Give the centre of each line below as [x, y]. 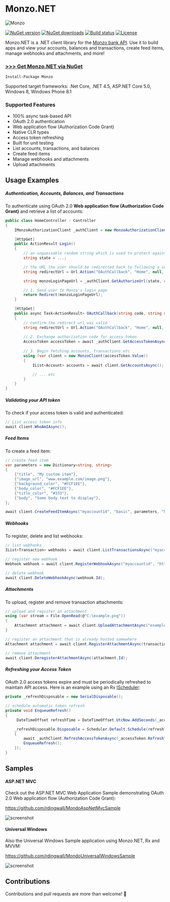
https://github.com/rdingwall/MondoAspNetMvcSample [63, 808]
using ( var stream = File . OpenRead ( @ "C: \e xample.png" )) [65, 616]
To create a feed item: [28, 451]
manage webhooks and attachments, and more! [55, 53]
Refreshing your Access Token [38, 669]
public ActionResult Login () [45, 244]
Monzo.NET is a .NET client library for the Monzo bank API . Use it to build [82, 42]
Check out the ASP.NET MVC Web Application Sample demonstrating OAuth [85, 793]
